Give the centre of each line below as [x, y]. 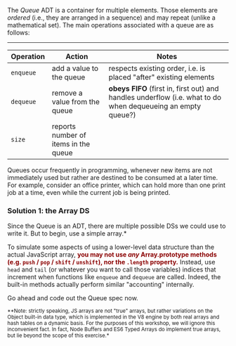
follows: [19, 32]
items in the [71, 144]
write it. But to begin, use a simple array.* [67, 233]
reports [64, 126]
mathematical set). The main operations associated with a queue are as [111, 25]
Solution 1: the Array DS [48, 210]
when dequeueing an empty [155, 106]
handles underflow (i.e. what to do [165, 97]
